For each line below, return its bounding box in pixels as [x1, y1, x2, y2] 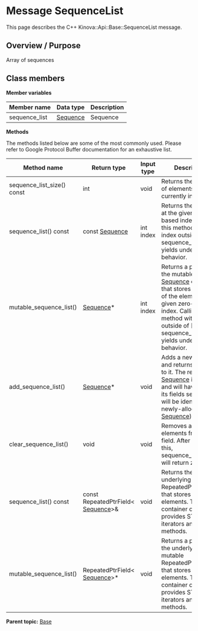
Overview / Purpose [6, 41, 81, 51]
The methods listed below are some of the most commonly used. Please [6, 140, 181, 147]
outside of [161, 321, 190, 329]
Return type [91, 163, 126, 171]
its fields [161, 390, 185, 398]
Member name [9, 103, 51, 111]
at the [161, 209, 177, 217]
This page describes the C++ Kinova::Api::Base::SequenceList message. [6, 24, 183, 31]
